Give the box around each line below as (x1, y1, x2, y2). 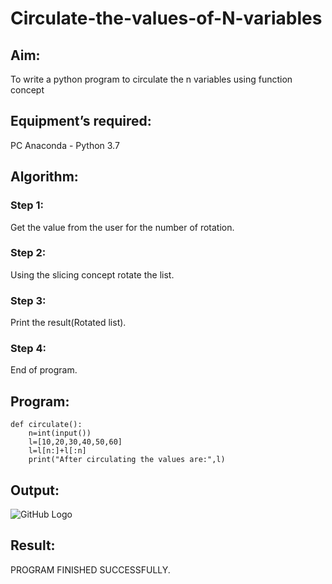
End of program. (10, 364, 78, 376)
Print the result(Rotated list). (10, 317, 127, 329)
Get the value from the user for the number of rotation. (10, 221, 235, 233)
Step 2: (10, 246, 47, 260)
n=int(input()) (28, 428, 92, 439)
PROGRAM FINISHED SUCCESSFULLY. (10, 563, 171, 576)
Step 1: (10, 198, 44, 212)
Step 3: (10, 293, 47, 307)
